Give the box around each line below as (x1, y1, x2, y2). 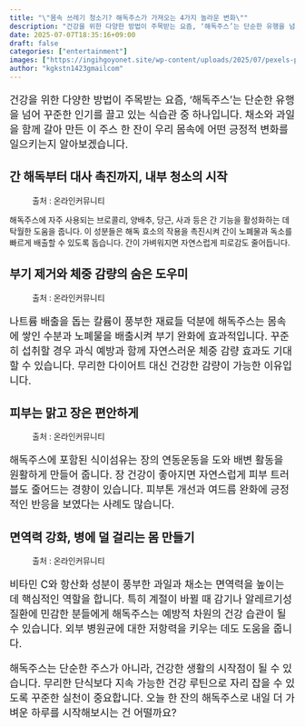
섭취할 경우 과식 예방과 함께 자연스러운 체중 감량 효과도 (21, 344, 271, 357)
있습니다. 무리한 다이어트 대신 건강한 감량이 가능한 (34, 359, 261, 373)
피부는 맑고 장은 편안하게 (9, 405, 139, 421)
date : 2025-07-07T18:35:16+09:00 (9, 30, 136, 39)
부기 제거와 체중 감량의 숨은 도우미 (9, 266, 189, 282)
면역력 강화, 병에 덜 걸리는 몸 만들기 (9, 529, 195, 545)
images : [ (9, 55, 47, 65)
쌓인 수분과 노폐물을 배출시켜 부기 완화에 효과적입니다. (21, 329, 268, 343)
